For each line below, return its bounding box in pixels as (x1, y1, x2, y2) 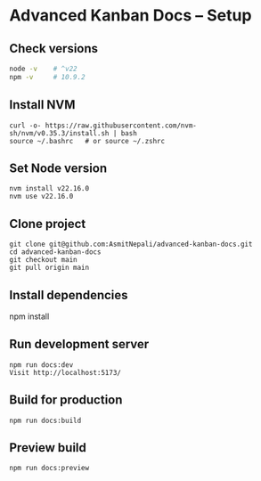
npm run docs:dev (9, 360, 74, 370)
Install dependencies (9, 287, 128, 303)
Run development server (9, 337, 150, 352)
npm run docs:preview (9, 464, 90, 473)
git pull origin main (9, 264, 90, 273)
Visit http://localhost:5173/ (9, 368, 122, 377)
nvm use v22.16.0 (9, 192, 74, 201)
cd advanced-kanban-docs (9, 248, 102, 257)
